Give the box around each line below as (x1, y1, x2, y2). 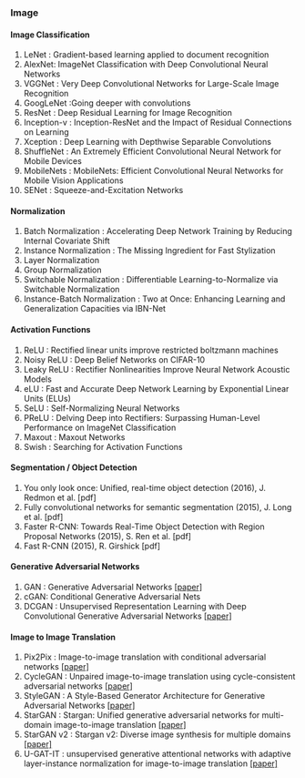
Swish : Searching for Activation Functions (23, 441, 183, 452)
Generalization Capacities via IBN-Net (23, 303, 167, 314)
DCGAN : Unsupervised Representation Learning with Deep (23, 600, 247, 611)
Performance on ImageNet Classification (23, 422, 177, 433)
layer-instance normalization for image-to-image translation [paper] (23, 758, 279, 769)
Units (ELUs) (23, 393, 71, 404)
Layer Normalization (23, 255, 99, 266)
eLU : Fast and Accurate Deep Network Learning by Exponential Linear (23, 383, 290, 394)
